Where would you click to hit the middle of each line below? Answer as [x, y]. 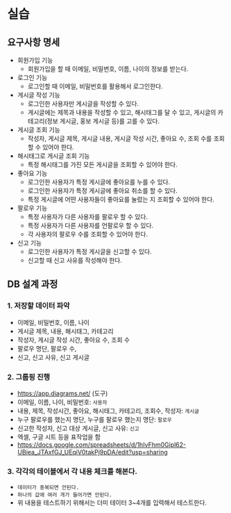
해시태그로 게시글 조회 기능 [53, 156]
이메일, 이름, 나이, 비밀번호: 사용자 [62, 402]
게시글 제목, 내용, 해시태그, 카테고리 [65, 331]
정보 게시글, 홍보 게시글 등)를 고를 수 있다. [103, 121]
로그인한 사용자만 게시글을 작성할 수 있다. [83, 104]
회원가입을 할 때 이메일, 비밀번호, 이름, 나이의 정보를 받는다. [108, 69]
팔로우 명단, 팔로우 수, [47, 348]
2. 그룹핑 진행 [29, 377]
